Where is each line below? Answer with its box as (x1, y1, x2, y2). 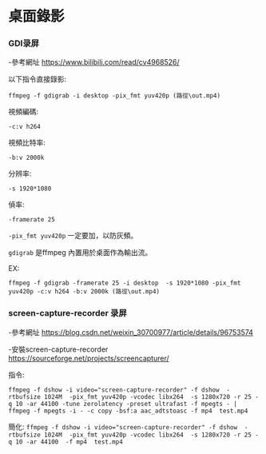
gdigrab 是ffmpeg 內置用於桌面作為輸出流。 (8, 248, 153, 257)
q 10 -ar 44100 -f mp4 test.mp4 (8, 437, 124, 446)
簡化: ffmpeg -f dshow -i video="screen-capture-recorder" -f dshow (8, 421, 238, 432)
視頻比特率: (8, 137, 46, 148)
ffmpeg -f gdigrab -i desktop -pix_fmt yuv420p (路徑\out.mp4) (8, 92, 221, 100)
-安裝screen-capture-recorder (8, 344, 109, 354)
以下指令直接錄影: (8, 74, 67, 84)
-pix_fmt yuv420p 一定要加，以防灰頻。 (8, 231, 138, 241)
